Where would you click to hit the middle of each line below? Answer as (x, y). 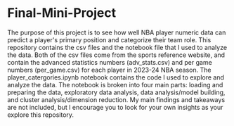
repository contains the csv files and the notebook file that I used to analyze (117, 47)
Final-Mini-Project (62, 13)
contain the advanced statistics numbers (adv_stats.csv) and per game (110, 62)
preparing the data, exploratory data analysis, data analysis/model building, (116, 92)
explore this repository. (41, 115)
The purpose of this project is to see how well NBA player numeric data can (117, 32)
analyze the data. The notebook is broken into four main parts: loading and (115, 84)
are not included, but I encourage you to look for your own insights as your (115, 107)
